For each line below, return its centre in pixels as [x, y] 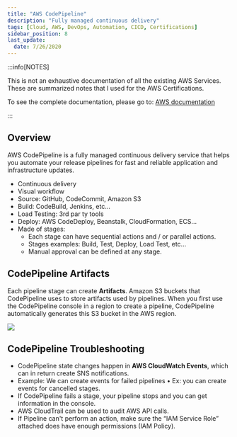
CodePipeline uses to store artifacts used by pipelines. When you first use [115, 298]
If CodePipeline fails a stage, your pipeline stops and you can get [112, 396]
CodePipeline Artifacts [58, 274]
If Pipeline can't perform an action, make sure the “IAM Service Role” [118, 419]
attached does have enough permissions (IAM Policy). [96, 426]
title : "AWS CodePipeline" [47, 14]
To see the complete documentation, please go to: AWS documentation [111, 102]
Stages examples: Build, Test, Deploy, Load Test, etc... [107, 244]
